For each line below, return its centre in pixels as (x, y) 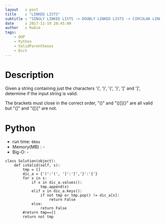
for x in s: (35, 178)
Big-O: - (20, 152)
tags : (11, 32)
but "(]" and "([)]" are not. (31, 108)
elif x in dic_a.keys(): (57, 191)
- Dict (21, 50)
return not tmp (38, 217)
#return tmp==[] (39, 213)
